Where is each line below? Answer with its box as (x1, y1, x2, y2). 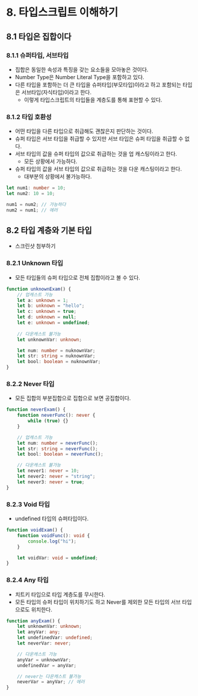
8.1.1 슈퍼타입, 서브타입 (6, 51, 69, 59)
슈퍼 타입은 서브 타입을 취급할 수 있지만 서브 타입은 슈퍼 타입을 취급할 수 (14, 135, 184, 143)
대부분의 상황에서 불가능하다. (23, 173, 92, 180)
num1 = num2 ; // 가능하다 (6, 201, 66, 207)
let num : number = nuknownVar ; (17, 347, 96, 353)
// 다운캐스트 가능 (17, 651, 57, 657)
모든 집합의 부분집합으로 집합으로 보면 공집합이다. (14, 395, 131, 402)
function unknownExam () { (6, 286, 71, 292)
